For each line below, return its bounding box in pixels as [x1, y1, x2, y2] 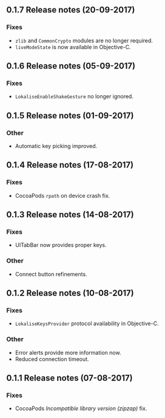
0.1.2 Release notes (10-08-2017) [6, 288, 135, 298]
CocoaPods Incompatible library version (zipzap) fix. [15, 405, 147, 412]
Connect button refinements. [15, 270, 87, 278]
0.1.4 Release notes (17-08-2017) [6, 160, 134, 170]
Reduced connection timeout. [15, 355, 89, 363]
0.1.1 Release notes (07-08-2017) [6, 373, 133, 383]
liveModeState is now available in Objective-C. [15, 43, 132, 50]
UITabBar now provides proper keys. [15, 241, 107, 249]
